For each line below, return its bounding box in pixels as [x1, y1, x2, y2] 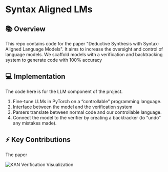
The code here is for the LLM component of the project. [5, 88, 123, 94]
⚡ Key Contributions [5, 135, 71, 144]
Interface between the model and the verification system [12, 104, 133, 110]
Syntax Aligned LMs [5, 4, 93, 15]
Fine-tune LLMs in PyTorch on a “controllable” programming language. [12, 98, 162, 104]
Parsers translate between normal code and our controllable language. [12, 109, 162, 115]
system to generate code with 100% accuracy [5, 57, 102, 63]
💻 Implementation [5, 72, 66, 81]
